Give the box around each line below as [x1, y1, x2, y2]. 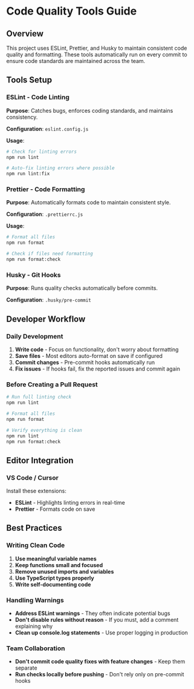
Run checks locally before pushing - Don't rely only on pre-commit [15, 671, 184, 678]
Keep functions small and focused [15, 561, 103, 568]
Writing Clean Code [6, 541, 65, 550]
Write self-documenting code [15, 580, 91, 588]
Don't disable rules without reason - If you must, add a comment [15, 616, 179, 623]
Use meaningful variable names [15, 555, 97, 562]
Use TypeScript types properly [15, 574, 95, 582]
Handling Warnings [6, 596, 65, 604]
